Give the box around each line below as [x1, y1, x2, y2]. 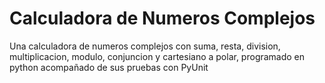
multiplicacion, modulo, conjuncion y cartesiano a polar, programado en [9, 50, 306, 62]
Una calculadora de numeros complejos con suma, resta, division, [9, 40, 281, 52]
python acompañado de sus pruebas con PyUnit [9, 61, 209, 73]
